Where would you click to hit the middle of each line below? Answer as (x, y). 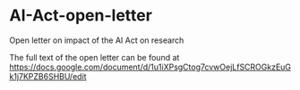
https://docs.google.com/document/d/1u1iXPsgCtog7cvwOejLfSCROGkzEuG (150, 67)
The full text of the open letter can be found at (94, 57)
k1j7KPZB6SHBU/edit (48, 76)
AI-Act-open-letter (81, 16)
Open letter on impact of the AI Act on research (97, 40)
